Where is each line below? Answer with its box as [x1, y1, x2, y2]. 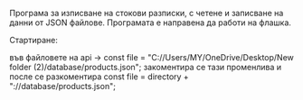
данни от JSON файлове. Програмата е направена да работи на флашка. [9, 17, 292, 28]
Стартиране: [9, 35, 59, 45]
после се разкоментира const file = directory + [9, 71, 190, 82]
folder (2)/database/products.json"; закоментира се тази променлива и [9, 62, 282, 72]
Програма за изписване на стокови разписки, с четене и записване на [9, 8, 284, 18]
